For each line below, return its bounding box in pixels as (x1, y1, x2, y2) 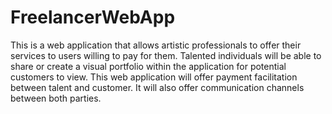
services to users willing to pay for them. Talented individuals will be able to (10, 49, 322, 61)
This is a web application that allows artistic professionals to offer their (10, 39, 302, 51)
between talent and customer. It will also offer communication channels (10, 81, 305, 93)
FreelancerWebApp (10, 6, 176, 29)
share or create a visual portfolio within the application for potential (10, 60, 287, 72)
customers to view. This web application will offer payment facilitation (10, 71, 298, 83)
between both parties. (10, 92, 102, 104)
